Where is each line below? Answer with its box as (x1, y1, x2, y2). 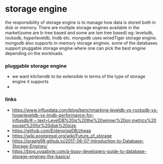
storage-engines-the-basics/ (12, 153, 70, 159)
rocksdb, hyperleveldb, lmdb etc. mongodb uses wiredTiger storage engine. (5, 35, 157, 41)
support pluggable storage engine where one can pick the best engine (5, 45, 146, 51)
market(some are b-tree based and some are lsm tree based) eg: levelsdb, (5, 30, 154, 35)
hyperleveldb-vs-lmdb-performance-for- (12, 112, 95, 118)
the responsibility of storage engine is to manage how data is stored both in (5, 19, 156, 25)
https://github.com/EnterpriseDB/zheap (12, 128, 91, 133)
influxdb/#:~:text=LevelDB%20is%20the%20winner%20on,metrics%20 (12, 117, 157, 123)
